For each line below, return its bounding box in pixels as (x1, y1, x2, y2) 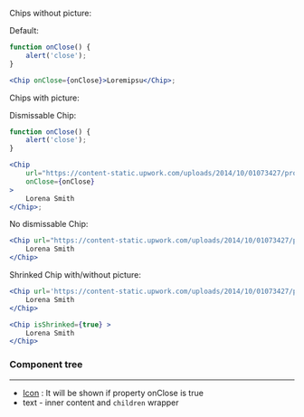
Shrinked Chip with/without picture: (9, 270, 142, 280)
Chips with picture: (9, 92, 80, 103)
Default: (9, 25, 39, 35)
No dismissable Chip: (9, 219, 89, 230)
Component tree (9, 358, 83, 371)
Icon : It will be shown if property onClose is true (22, 387, 204, 398)
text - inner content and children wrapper (22, 397, 179, 408)
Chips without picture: (9, 8, 92, 18)
